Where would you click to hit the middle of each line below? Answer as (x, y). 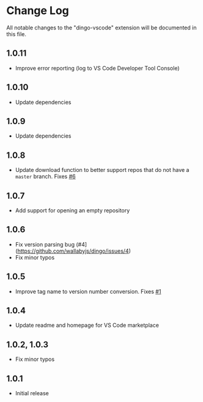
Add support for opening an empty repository (72, 210)
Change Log (38, 11)
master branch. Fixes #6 (45, 177)
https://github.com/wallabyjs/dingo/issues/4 (73, 251)
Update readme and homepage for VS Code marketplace (87, 326)
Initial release (32, 393)
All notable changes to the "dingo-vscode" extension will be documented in (102, 28)
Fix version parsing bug (45, 244)
